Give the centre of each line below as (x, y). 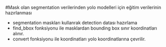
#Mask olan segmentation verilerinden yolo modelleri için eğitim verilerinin (83, 7)
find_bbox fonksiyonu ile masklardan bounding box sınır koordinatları (85, 28)
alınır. (18, 33)
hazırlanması (19, 13)
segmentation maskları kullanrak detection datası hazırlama (75, 23)
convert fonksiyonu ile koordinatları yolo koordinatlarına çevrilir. (79, 39)
